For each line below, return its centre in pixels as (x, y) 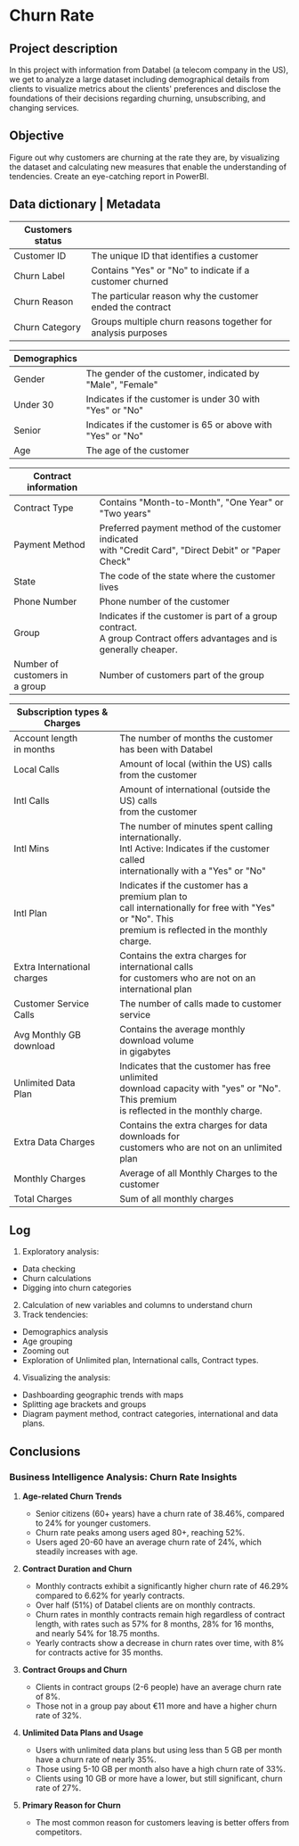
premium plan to (154, 896)
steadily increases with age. (86, 1552)
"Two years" (125, 513)
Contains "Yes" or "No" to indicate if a (170, 270)
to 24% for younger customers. (93, 1523)
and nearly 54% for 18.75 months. (97, 1634)
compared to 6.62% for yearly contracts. (110, 1596)
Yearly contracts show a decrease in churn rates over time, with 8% (160, 1643)
